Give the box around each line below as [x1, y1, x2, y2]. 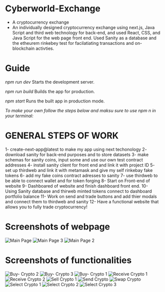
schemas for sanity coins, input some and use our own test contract [5, 157, 143, 162]
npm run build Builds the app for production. [5, 88, 95, 94]
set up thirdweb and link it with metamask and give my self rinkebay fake [5, 167, 153, 173]
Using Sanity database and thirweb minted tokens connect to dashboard [5, 188, 152, 194]
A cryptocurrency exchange [12, 19, 69, 25]
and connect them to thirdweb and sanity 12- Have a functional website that [5, 198, 159, 204]
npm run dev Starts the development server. [5, 79, 95, 85]
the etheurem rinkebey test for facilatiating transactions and [12, 40, 134, 46]
